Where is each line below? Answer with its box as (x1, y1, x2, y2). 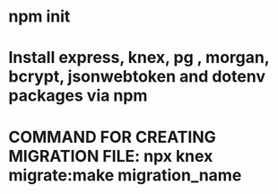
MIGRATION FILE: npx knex (8, 145, 213, 166)
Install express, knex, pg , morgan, (8, 48, 270, 68)
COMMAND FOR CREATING (8, 127, 217, 147)
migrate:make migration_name (8, 164, 242, 185)
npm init (8, 6, 71, 27)
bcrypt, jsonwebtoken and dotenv (8, 66, 266, 87)
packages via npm (8, 85, 148, 106)
